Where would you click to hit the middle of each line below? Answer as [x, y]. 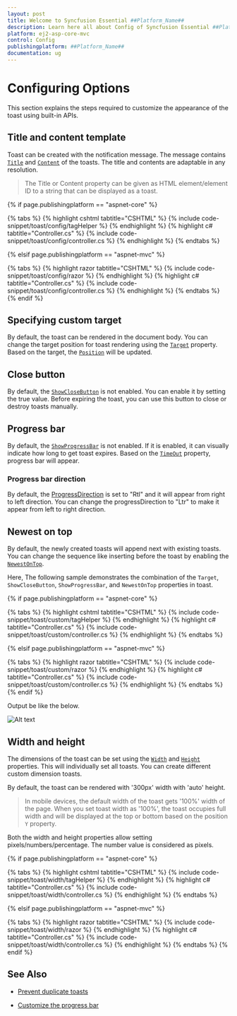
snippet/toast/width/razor [44, 929]
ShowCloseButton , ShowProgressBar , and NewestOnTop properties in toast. [110, 585]
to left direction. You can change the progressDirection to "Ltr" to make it [113, 502]
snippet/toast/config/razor [46, 276]
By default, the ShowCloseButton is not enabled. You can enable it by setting [116, 391]
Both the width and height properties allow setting [80, 837]
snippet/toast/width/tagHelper [51, 880]
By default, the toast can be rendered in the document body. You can [108, 337]
